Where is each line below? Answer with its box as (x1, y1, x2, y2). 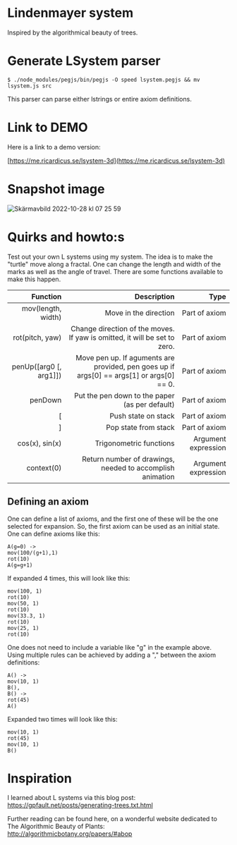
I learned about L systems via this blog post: (7, 794, 136, 802)
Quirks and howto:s (7, 229, 125, 245)
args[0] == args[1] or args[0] (77, 370, 175, 380)
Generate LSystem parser (7, 53, 161, 69)
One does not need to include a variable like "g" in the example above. (7, 643, 212, 651)
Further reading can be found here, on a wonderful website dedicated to (7, 815, 217, 823)
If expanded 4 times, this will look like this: (7, 574, 130, 582)
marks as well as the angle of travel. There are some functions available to (7, 267, 224, 276)
